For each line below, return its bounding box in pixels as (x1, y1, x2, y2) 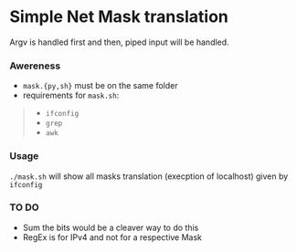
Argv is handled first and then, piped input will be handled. (9, 37, 230, 47)
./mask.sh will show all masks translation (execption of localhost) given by (9, 171, 289, 182)
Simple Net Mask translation (9, 6, 228, 27)
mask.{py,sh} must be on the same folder (22, 80, 178, 91)
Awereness (9, 59, 61, 72)
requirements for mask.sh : (22, 89, 120, 101)
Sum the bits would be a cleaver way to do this (22, 222, 199, 233)
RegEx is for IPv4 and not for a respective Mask (22, 231, 203, 243)
